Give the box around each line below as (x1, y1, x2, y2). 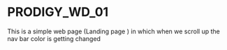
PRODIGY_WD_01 (7, 4, 109, 20)
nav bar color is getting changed (7, 34, 101, 42)
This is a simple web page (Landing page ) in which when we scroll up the (7, 27, 220, 35)
